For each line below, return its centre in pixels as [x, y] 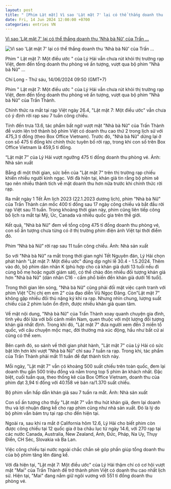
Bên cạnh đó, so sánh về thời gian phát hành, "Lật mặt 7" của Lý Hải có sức [84, 346]
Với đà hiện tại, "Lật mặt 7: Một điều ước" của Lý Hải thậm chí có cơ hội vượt [85, 465]
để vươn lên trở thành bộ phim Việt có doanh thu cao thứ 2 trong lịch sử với [84, 131]
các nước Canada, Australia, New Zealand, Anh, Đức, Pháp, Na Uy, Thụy [81, 434]
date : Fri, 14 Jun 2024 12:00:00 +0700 [48, 19]
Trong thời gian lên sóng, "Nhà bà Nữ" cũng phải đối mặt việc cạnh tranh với [86, 288]
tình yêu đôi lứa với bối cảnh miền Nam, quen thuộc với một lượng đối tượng [85, 319]
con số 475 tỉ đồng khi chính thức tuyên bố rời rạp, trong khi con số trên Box [86, 142]
